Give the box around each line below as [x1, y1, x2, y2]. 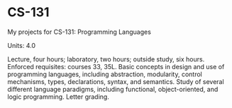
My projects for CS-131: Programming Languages [7, 28, 151, 36]
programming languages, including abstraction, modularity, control [7, 70, 202, 78]
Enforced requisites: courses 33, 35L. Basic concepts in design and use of [7, 62, 225, 71]
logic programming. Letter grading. [7, 92, 110, 101]
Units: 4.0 [7, 41, 35, 49]
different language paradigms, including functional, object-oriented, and [7, 85, 219, 93]
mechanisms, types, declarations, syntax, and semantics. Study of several [7, 77, 225, 85]
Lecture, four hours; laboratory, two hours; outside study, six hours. [7, 54, 205, 64]
